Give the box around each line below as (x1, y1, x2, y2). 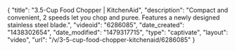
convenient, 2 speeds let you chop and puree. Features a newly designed (7, 13, 220, 22)
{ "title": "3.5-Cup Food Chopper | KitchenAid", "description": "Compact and (7, 6, 229, 14)
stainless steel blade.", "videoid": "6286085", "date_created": (7, 21, 185, 29)
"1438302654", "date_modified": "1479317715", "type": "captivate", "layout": (7, 28, 229, 36)
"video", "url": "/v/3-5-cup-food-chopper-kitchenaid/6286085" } (7, 36, 196, 44)
